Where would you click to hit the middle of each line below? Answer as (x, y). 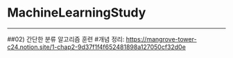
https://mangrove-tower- (161, 39)
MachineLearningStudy (77, 13)
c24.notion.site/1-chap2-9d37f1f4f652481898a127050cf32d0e (96, 47)
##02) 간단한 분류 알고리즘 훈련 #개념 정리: (66, 39)
